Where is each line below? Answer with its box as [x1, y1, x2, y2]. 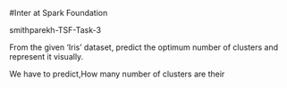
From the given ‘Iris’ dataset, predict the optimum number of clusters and [9, 42, 279, 52]
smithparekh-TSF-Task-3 [9, 25, 101, 35]
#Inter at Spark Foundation [9, 8, 108, 18]
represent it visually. [9, 52, 84, 61]
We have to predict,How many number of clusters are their [9, 68, 225, 79]
